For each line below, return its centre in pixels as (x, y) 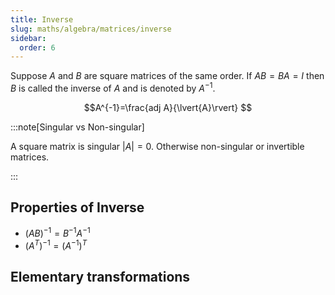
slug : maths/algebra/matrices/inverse (91, 29)
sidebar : (28, 38)
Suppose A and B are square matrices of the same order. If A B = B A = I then (167, 76)
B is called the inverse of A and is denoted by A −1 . (113, 87)
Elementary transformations (100, 277)
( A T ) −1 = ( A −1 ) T (56, 245)
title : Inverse (42, 19)
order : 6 (37, 47)
